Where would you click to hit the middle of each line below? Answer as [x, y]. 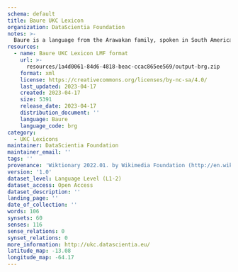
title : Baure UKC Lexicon [45, 21]
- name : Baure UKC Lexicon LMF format [71, 54]
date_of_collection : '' [42, 205]
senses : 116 [25, 225]
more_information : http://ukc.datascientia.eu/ [79, 244]
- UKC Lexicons [36, 139]
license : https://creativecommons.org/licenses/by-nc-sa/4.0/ [114, 80]
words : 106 [23, 212]
